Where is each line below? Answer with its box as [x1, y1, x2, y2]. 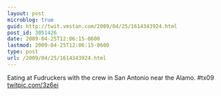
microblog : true [7, 16, 54, 23]
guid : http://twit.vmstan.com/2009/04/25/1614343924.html [7, 23, 177, 29]
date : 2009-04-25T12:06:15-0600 [7, 36, 100, 43]
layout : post [7, 10, 45, 17]
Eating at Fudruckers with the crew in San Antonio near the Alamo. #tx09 [7, 73, 214, 82]
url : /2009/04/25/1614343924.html [7, 55, 107, 62]
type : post [7, 49, 39, 56]
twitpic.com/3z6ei [7, 80, 59, 89]
